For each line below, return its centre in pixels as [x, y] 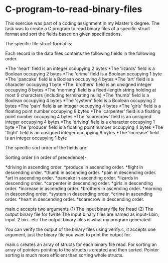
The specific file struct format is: [39, 43]
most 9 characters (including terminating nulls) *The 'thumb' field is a [77, 95]
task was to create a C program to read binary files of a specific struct [78, 28]
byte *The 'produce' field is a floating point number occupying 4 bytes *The [84, 127]
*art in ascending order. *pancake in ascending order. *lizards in [72, 178]
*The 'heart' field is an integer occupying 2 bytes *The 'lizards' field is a [80, 68]
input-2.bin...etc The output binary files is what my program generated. [78, 219]
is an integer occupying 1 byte [36, 138]
